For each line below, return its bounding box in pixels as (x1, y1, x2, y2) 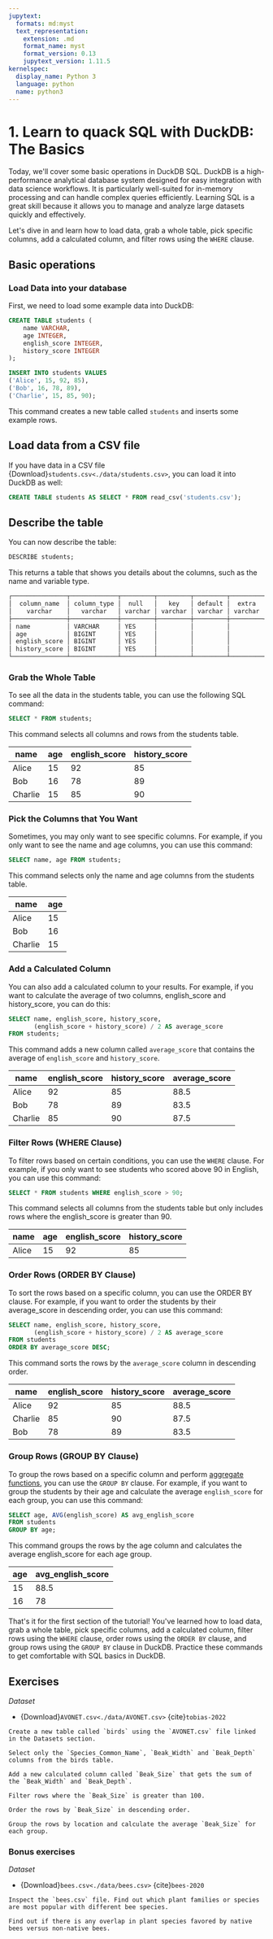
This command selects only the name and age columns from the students (8, 871, 254, 881)
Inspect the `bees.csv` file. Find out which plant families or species (8, 1896, 260, 1904)
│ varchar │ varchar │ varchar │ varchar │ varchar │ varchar (8, 607, 260, 615)
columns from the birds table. (8, 1756, 115, 1764)
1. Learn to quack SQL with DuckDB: (8, 123, 254, 141)
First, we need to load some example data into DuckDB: (8, 301, 194, 310)
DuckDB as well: (8, 477, 63, 487)
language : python (15, 80, 75, 88)
